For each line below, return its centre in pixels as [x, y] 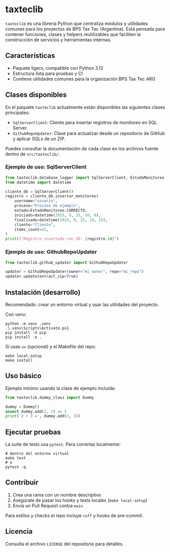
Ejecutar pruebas [33, 432]
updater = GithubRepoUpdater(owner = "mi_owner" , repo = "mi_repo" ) [75, 272]
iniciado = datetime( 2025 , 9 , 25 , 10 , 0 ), [58, 215]
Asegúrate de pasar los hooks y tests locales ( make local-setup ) [80, 500]
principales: [18, 113]
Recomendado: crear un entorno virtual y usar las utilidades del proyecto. [82, 305]
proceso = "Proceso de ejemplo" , [47, 206]
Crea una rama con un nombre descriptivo [57, 494]
